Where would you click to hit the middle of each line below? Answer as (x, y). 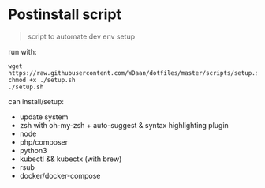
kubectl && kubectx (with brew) (71, 159)
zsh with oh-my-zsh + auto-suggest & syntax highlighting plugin (124, 125)
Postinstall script (65, 15)
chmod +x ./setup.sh (42, 80)
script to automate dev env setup (81, 36)
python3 (33, 150)
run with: (22, 51)
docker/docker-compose (60, 175)
